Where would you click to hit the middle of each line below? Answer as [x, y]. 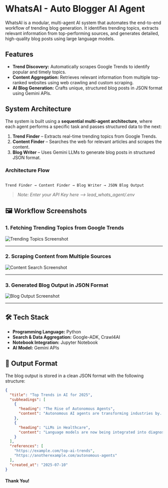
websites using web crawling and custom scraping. [81, 82]
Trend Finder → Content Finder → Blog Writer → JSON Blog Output [74, 185]
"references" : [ [26, 446]
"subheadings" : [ [28, 400]
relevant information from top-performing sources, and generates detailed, [82, 33]
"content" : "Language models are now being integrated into [82, 432]
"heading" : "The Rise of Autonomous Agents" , [66, 409]
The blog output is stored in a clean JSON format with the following [74, 376]
